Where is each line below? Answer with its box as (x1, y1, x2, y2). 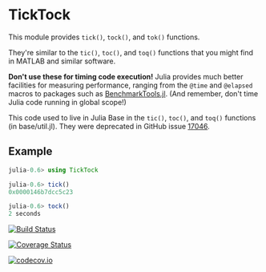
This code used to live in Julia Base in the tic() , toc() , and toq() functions (8, 112, 256, 122)
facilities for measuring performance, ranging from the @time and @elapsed (8, 80, 253, 90)
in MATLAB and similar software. (8, 56, 116, 66)
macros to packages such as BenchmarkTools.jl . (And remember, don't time (8, 88, 259, 98)
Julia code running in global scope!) (8, 97, 127, 107)
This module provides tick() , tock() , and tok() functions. (8, 32, 200, 42)
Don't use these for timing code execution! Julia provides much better (8, 71, 244, 81)
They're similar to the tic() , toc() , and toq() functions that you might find (8, 47, 254, 57)
